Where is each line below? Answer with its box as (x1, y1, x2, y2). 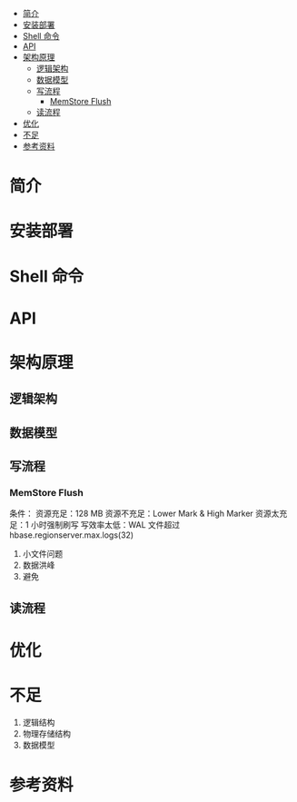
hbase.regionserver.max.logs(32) (9, 530, 134, 540)
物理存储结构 (22, 728, 71, 738)
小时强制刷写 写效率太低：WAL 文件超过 (30, 520, 181, 530)
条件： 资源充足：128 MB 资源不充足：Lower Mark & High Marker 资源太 (9, 508, 280, 520)
